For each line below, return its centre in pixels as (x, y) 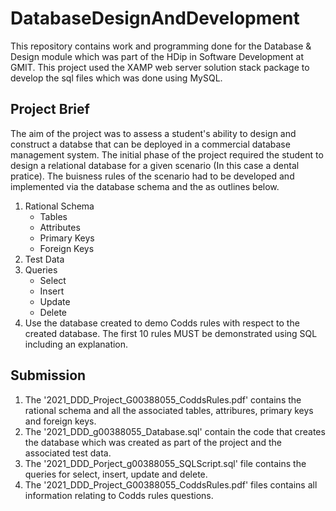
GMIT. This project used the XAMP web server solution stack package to (160, 67)
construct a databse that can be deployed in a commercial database (150, 144)
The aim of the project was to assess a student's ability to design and (153, 133)
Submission (48, 375)
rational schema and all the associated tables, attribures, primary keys (169, 410)
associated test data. (68, 453)
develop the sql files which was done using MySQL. (116, 78)
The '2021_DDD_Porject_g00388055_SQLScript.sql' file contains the (165, 463)
